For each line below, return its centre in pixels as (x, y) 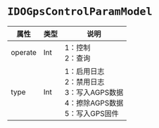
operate (24, 52)
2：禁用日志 (84, 82)
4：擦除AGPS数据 (94, 103)
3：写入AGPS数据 (94, 92)
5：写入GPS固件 (91, 113)
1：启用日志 (84, 71)
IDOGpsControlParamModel (80, 12)
